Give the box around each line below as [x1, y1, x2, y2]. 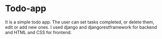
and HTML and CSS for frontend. [5, 29, 72, 35]
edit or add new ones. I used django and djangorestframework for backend [5, 24, 158, 30]
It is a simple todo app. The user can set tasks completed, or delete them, [5, 19, 155, 25]
